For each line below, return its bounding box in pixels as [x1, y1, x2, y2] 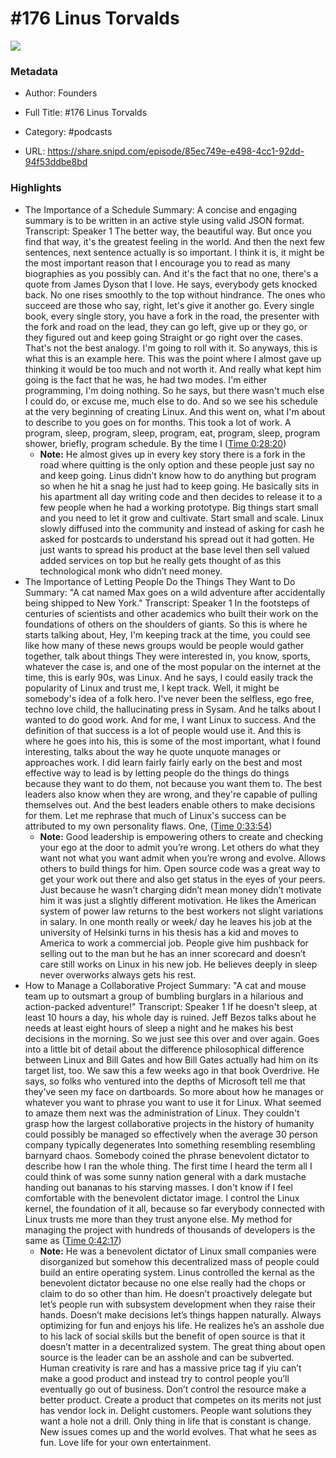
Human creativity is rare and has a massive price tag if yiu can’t [39, 1362, 302, 1374]
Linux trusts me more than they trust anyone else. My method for [24, 1213, 293, 1225]
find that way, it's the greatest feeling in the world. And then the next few [24, 235, 326, 247]
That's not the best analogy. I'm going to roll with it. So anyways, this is [24, 342, 318, 354]
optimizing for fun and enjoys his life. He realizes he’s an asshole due [39, 1319, 325, 1331]
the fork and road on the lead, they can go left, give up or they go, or [24, 320, 308, 332]
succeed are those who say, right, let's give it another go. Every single [24, 299, 315, 311]
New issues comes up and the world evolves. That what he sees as [39, 1425, 317, 1437]
